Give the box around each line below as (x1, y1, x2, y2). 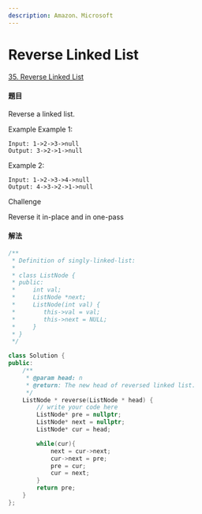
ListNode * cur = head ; (36, 425, 111, 434)
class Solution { (8, 352, 65, 360)
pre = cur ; (50, 462, 87, 470)
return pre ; (36, 484, 77, 492)
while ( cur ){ (36, 440, 77, 447)
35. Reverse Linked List (8, 72, 84, 82)
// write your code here (36, 403, 118, 412)
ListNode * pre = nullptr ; (36, 411, 122, 419)
